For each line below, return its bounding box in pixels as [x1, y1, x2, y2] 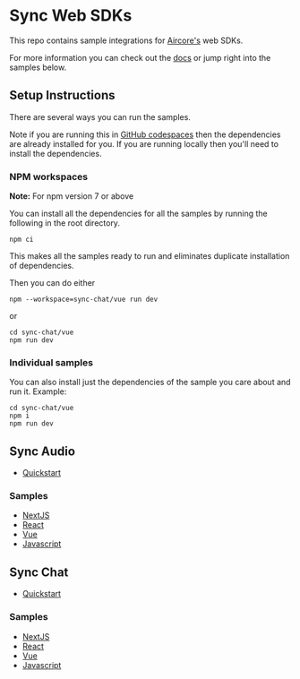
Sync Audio [9, 443, 76, 459]
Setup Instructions [9, 88, 116, 103]
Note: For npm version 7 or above [9, 191, 134, 202]
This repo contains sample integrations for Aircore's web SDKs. [9, 35, 244, 46]
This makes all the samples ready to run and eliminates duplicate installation [9, 251, 290, 262]
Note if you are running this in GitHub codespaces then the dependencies [9, 129, 281, 140]
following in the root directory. [9, 218, 121, 228]
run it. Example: [9, 386, 67, 397]
